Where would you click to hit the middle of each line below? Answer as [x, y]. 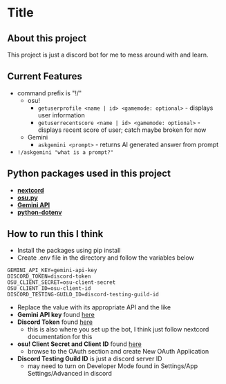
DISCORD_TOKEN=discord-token [49, 277]
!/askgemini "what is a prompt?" [65, 152]
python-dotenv [39, 212]
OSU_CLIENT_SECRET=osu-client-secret [62, 282]
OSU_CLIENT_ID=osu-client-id [49, 289]
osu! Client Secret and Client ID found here [79, 344]
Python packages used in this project [89, 174]
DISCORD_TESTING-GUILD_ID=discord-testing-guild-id [83, 295]
